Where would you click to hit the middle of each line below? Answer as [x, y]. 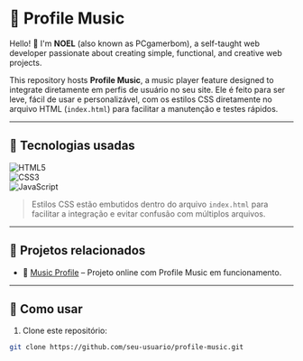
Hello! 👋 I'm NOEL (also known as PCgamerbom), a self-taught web [134, 43]
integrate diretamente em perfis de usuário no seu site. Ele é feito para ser [147, 89]
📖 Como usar [46, 309]
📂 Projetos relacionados [78, 250]
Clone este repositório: [65, 331]
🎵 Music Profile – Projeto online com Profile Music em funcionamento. [152, 272]
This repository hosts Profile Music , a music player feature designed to [142, 79]
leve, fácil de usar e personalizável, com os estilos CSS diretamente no [141, 99]
